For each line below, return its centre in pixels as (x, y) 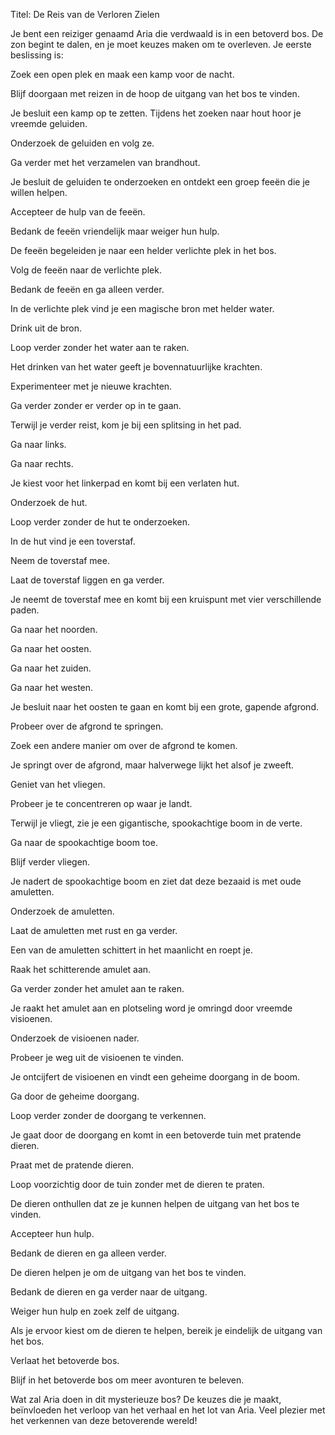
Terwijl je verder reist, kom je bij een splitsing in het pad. (126, 425)
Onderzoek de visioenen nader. (75, 1038)
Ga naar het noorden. (54, 629)
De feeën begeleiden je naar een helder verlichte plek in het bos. (143, 250)
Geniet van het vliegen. (58, 784)
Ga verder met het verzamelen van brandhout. (105, 162)
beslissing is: (37, 55)
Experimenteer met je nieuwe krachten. (91, 386)
